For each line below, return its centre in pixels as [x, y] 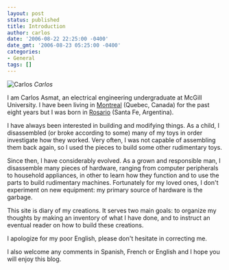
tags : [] [20, 65]
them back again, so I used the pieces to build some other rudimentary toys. [115, 147]
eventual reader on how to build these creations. [75, 225]
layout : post [26, 13]
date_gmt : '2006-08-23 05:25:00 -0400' [64, 45]
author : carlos [29, 33]
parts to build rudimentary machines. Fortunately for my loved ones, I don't [113, 182]
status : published [33, 20]
